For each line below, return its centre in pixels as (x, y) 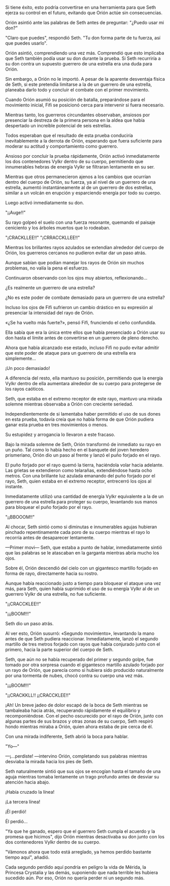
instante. (14, 486)
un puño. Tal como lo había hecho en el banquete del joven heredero (77, 450)
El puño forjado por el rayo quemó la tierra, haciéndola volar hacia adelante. (84, 465)
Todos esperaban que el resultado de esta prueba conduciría (69, 135)
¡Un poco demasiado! (28, 368)
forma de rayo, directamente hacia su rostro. (52, 573)
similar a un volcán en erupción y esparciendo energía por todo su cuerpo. (83, 193)
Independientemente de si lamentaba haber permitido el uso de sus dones (83, 414)
